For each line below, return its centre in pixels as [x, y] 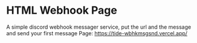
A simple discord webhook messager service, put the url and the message [99, 27]
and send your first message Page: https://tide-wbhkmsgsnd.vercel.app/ [97, 33]
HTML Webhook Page [62, 10]
